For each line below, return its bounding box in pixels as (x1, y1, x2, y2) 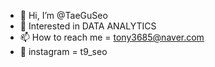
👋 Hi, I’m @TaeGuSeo (19, 10, 108, 21)
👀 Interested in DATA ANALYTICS (19, 20, 157, 32)
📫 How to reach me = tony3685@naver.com (19, 31, 205, 43)
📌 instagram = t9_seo (19, 46, 108, 57)
